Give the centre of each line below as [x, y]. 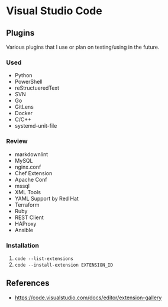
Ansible [24, 230]
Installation [23, 245]
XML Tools [28, 192]
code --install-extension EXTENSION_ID [64, 265]
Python [23, 75]
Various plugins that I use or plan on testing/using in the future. [83, 47]
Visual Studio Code [54, 11]
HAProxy [25, 223]
